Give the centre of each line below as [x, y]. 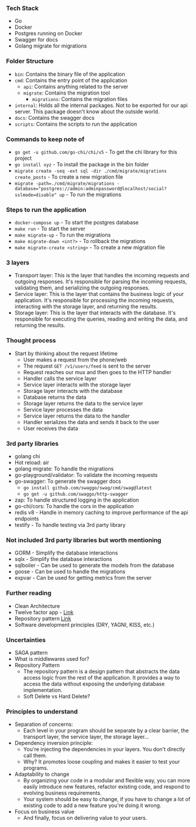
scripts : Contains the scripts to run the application [76, 124]
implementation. [43, 690]
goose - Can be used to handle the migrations [70, 571]
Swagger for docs [36, 40]
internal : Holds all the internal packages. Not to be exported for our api [101, 105]
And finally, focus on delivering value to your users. [85, 818]
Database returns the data [55, 397]
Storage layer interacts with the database [73, 391]
